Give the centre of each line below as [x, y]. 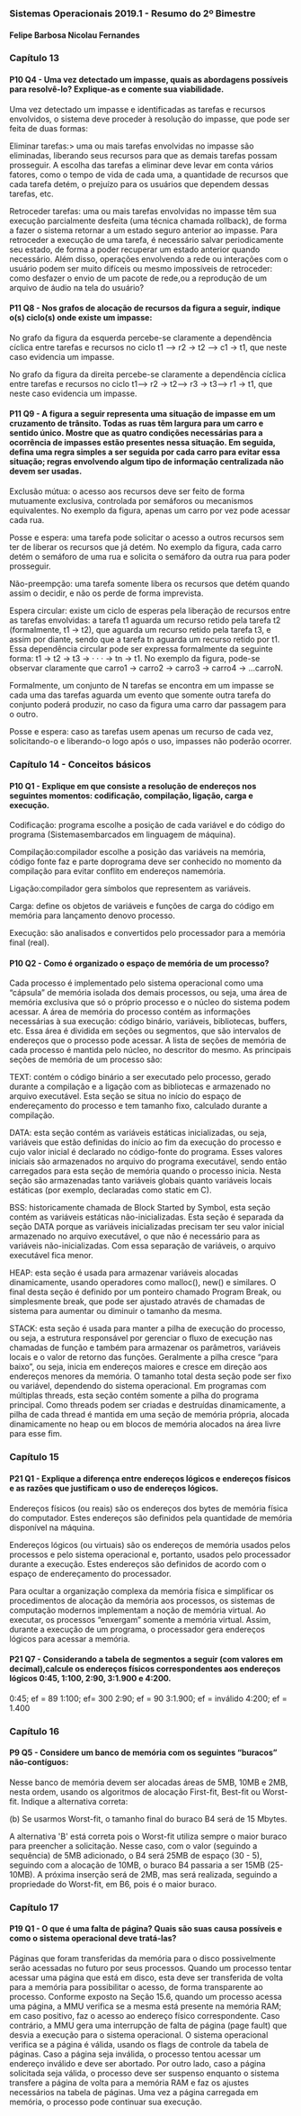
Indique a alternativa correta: [75, 1801]
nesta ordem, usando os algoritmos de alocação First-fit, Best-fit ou [135, 1792]
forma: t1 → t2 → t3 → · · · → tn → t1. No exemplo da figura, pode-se [135, 659]
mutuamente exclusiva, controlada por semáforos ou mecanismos [131, 501]
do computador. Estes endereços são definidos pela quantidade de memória [151, 1517]
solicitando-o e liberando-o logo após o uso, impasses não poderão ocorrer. [150, 742]
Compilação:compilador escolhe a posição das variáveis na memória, [138, 852]
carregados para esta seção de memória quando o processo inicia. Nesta [145, 1171]
